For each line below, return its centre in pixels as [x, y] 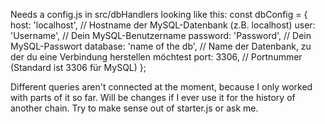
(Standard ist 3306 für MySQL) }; [78, 67]
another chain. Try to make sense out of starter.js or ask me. [134, 108]
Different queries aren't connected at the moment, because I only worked [161, 87]
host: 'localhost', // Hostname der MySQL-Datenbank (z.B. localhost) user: [163, 25]
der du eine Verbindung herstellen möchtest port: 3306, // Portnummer [156, 57]
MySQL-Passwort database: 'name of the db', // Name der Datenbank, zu [161, 46]
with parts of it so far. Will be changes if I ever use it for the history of [153, 97]
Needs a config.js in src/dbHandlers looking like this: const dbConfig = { [159, 14]
